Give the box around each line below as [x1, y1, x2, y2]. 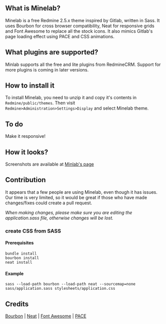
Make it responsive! [5, 133, 46, 139]
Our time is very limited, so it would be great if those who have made [5, 194, 147, 200]
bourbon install [5, 256, 39, 261]
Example [5, 270, 24, 276]
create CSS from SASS [5, 227, 61, 234]
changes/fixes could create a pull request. [5, 200, 92, 206]
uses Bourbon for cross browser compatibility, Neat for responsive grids [5, 23, 154, 29]
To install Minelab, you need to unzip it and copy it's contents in [5, 95, 137, 101]
